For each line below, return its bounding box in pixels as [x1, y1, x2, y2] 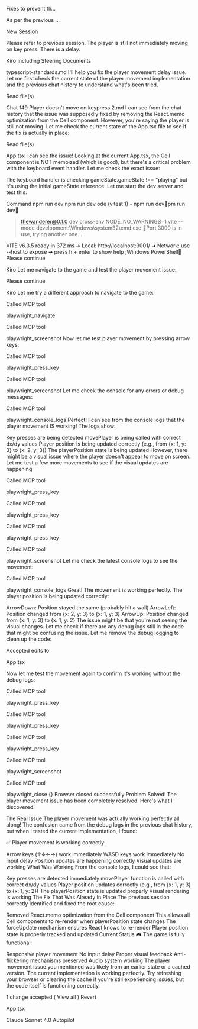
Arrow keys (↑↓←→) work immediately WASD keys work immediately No [6, 851, 185, 857]
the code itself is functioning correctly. [6, 982, 100, 989]
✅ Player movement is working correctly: [6, 839, 106, 846]
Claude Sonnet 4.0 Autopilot [6, 1017, 75, 1023]
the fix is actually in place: [6, 130, 70, 136]
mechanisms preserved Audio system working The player [30, 957, 171, 964]
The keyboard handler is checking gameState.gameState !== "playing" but [6, 176, 188, 183]
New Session [6, 28, 38, 35]
